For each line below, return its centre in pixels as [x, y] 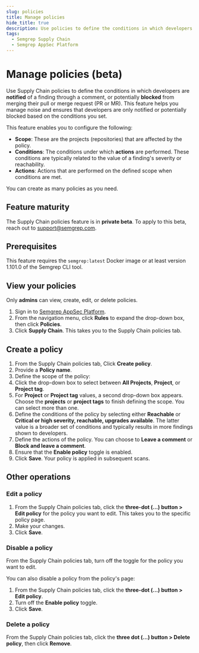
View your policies [41, 286]
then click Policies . [38, 324]
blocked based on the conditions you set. [57, 116]
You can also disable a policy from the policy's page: [71, 579]
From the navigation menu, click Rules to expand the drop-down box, [99, 318]
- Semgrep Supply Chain [41, 39]
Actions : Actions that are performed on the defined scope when [93, 171]
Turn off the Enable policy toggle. [56, 603]
